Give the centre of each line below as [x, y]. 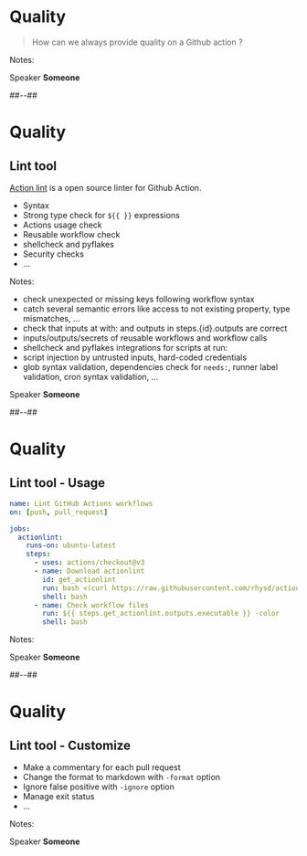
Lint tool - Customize [70, 745]
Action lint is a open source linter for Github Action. [106, 187]
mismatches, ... [51, 318]
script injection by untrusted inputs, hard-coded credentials [135, 357]
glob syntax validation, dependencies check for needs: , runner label [150, 366]
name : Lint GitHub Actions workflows [81, 503]
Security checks [53, 254]
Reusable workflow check [71, 234]
